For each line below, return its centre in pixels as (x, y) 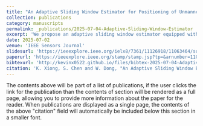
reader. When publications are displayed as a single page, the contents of (98, 105)
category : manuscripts (35, 23)
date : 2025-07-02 (28, 40)
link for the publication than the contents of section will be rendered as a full (101, 92)
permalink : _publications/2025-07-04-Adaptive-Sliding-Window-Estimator (100, 29)
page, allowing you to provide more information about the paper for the (95, 98)
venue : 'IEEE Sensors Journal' (46, 46)
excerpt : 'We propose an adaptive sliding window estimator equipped (96, 35)
